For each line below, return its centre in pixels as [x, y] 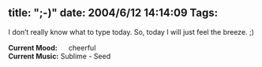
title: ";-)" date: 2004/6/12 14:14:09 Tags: [113, 13]
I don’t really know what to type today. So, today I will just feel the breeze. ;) [131, 32]
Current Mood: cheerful [52, 47]
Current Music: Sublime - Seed [60, 56]
